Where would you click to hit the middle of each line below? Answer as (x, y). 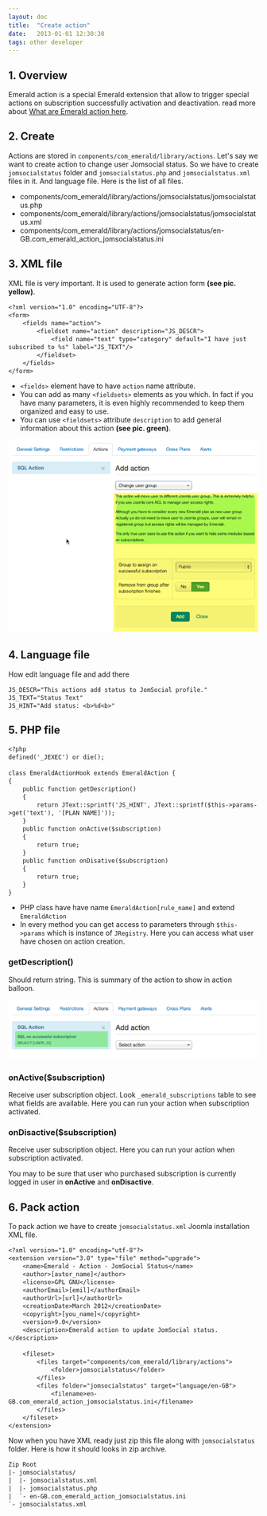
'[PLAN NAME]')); (87, 813)
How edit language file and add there (69, 674)
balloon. (21, 988)
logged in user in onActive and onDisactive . (81, 1182)
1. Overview (38, 75)
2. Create (32, 137)
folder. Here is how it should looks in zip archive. (87, 1449)
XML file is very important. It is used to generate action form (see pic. (122, 283)
